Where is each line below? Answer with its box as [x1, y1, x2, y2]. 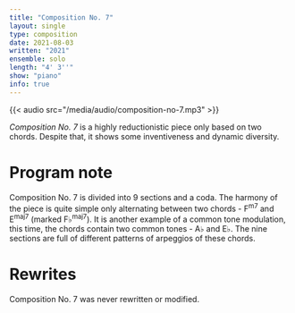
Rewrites [9, 265, 77, 284]
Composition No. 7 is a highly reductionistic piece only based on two [9, 122, 262, 132]
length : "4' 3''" [9, 63, 74, 72]
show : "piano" [9, 72, 63, 80]
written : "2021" [9, 47, 70, 55]
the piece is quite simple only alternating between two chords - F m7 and [9, 201, 274, 214]
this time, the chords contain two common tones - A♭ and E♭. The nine [9, 223, 268, 233]
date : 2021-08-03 [9, 38, 74, 47]
